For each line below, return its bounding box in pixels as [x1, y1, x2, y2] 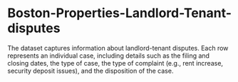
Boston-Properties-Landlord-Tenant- [7, 5, 232, 21]
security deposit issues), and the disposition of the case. [7, 66, 174, 75]
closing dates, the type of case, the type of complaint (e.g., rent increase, [7, 58, 223, 67]
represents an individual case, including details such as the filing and [7, 51, 210, 60]
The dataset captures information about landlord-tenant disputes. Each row [7, 43, 229, 52]
